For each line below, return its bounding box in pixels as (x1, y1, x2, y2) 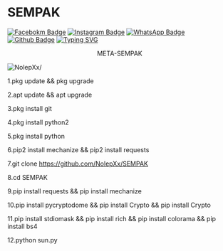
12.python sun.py (7, 235, 58, 244)
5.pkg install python (7, 132, 66, 140)
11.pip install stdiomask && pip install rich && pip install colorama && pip (7, 214, 216, 223)
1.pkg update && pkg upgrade (7, 76, 94, 85)
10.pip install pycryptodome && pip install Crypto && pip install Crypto (7, 201, 212, 209)
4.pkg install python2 (7, 118, 69, 127)
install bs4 (7, 222, 38, 230)
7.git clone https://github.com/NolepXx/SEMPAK (7, 159, 148, 168)
